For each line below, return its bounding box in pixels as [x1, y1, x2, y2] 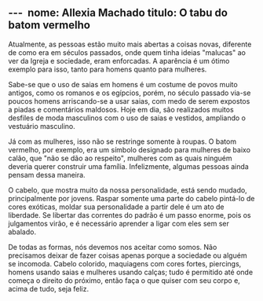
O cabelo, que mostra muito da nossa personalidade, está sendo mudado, [8, 185, 247, 195]
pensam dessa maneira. [8, 170, 86, 179]
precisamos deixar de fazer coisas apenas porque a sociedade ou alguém [8, 251, 247, 260]
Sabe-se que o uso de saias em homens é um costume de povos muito [8, 79, 238, 89]
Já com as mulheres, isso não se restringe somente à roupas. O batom [8, 137, 237, 146]
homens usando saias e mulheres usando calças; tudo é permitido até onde [8, 267, 254, 277]
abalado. [8, 227, 37, 237]
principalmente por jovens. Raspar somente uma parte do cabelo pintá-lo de [8, 193, 255, 203]
